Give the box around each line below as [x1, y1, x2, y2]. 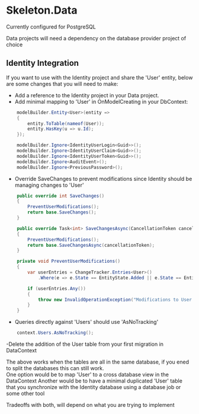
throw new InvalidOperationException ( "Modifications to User [37, 297, 192, 302]
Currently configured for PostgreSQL [6, 23, 96, 30]
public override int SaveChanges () [17, 193, 105, 199]
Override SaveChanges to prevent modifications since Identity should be [14, 175, 192, 182]
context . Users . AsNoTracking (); [17, 330, 94, 336]
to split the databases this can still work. [6, 365, 105, 371]
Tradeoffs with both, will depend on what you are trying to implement [6, 402, 175, 408]
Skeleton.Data [6, 4, 78, 17]
